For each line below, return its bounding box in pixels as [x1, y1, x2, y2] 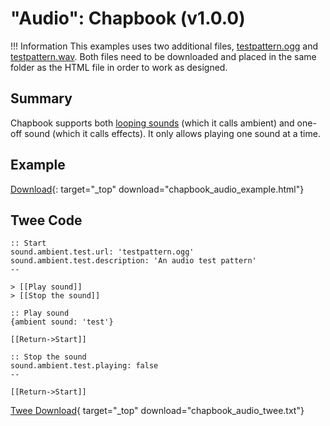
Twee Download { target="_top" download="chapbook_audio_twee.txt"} [10, 405, 305, 417]
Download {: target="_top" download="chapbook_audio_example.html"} [10, 183, 305, 195]
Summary [10, 90, 73, 107]
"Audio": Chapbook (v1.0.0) [10, 7, 246, 30]
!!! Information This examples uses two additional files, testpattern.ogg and [10, 40, 319, 52]
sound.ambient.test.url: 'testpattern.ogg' [10, 247, 195, 257]
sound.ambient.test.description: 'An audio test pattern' [10, 256, 257, 266]
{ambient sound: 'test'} [10, 317, 114, 327]
